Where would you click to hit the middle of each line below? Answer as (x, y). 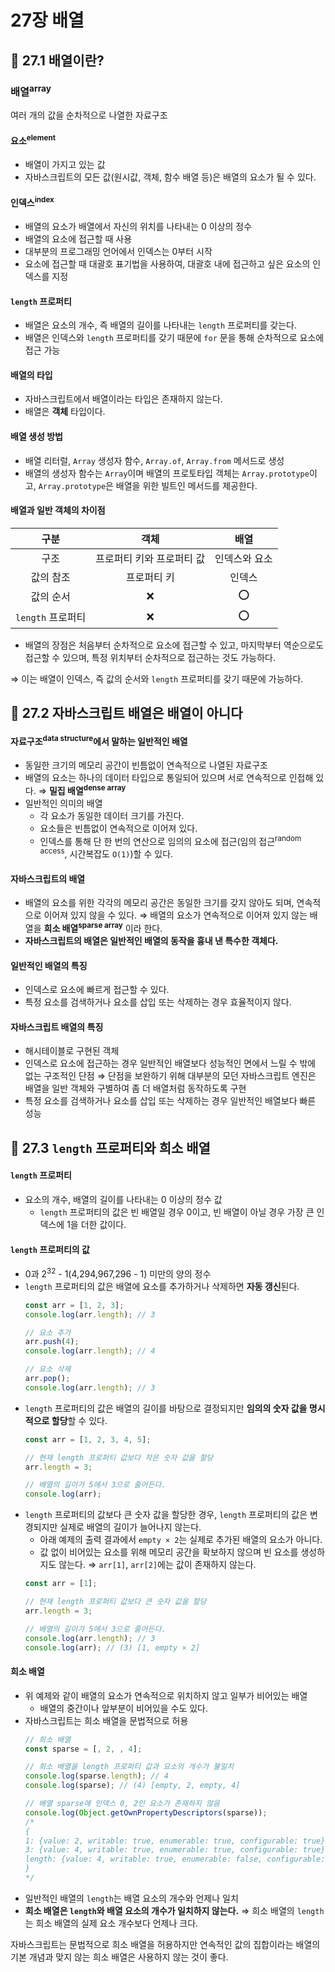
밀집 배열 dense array (87, 789)
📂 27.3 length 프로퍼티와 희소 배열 (110, 1147)
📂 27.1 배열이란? (57, 60)
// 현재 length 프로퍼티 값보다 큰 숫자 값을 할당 (115, 1602)
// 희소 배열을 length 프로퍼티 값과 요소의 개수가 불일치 (129, 1767)
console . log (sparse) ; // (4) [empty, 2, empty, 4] (132, 1786)
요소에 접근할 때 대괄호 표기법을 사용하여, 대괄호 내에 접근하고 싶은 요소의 (167, 264)
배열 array (31, 90)
